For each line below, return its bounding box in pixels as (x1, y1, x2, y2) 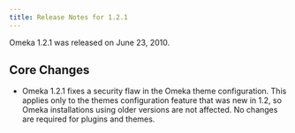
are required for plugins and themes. (21, 114, 155, 124)
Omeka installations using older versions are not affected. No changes (21, 105, 278, 115)
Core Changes (9, 63, 90, 78)
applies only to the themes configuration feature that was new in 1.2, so (21, 95, 283, 106)
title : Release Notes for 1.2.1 (9, 12, 128, 22)
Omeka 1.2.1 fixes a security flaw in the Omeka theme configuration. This (21, 85, 287, 97)
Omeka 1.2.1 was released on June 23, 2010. (9, 37, 170, 48)
